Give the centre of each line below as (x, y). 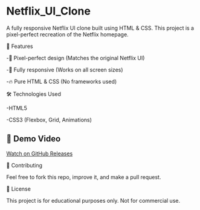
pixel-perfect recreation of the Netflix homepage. (67, 34)
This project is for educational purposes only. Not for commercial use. (93, 200)
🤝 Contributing (24, 165)
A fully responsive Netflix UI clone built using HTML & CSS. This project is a (100, 28)
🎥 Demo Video (34, 139)
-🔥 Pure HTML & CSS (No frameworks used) (62, 81)
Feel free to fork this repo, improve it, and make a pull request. (84, 177)
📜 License (19, 189)
